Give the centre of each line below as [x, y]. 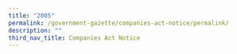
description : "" [35, 30]
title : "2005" [32, 15]
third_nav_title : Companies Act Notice [74, 38]
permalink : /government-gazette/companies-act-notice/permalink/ [118, 23]
